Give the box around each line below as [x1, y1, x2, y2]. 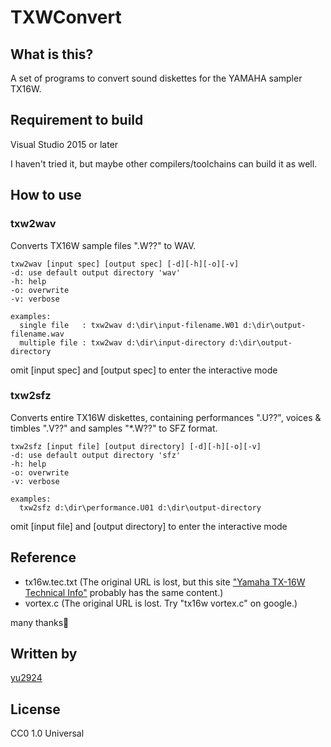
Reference [10, 549, 77, 566]
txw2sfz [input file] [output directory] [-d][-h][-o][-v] [10, 441, 262, 451]
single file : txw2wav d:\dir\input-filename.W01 [19, 320, 240, 330]
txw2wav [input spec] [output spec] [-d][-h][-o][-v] [10, 259, 240, 269]
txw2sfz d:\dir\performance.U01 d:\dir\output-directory [19, 502, 262, 513]
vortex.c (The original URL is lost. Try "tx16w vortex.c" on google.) [24, 597, 298, 609]
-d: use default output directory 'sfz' [10, 450, 182, 460]
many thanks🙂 [10, 616, 70, 628]
